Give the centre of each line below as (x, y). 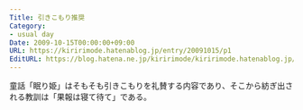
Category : (28, 26)
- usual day (32, 34)
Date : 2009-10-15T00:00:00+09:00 (72, 42)
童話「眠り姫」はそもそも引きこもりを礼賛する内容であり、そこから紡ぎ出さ (151, 85)
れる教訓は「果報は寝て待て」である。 (80, 97)
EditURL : (26, 59)
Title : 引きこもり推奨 (47, 17)
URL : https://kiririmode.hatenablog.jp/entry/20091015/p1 (120, 51)
